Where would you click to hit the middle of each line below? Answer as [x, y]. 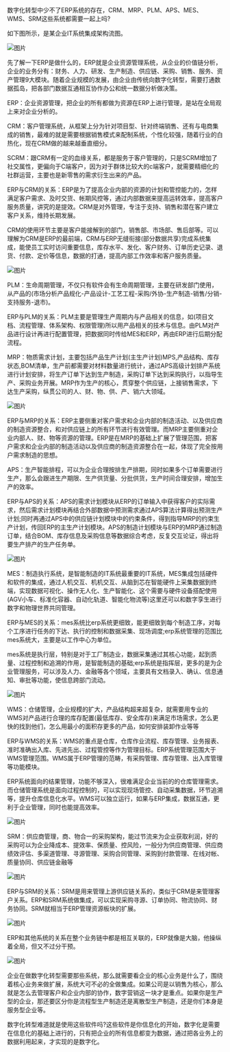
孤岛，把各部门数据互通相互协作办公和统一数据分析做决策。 [97, 88]
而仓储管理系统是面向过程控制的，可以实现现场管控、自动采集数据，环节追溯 [115, 790]
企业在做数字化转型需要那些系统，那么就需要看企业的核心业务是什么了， [109, 975]
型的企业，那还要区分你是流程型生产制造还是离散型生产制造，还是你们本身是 [115, 1001]
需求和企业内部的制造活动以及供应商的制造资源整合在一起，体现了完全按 [115, 446]
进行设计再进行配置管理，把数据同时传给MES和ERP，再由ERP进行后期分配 [117, 334]
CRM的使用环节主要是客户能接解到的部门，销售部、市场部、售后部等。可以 [113, 230]
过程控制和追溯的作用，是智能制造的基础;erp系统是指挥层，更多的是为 [118, 663]
